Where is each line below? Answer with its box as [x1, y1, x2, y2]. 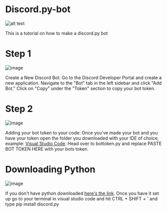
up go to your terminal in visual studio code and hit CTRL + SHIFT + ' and [5, 195, 158, 201]
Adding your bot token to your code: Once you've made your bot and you [5, 129, 158, 135]
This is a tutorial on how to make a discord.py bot [5, 30, 108, 36]
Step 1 [5, 48, 31, 59]
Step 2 [5, 103, 33, 115]
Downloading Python [5, 164, 96, 175]
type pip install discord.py [5, 201, 59, 207]
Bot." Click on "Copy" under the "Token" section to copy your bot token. [5, 85, 156, 91]
